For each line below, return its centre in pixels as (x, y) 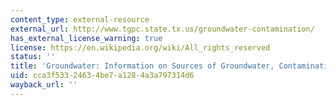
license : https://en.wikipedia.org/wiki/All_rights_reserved (140, 47)
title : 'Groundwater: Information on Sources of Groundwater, (142, 66)
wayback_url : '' (44, 85)
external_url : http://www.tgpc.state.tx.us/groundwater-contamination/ (162, 29)
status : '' (33, 57)
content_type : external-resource (80, 19)
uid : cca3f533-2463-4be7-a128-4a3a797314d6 (102, 76)
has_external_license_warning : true (86, 38)
